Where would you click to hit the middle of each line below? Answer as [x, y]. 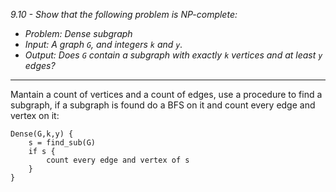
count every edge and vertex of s [118, 160]
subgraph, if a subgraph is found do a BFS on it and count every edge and [163, 105]
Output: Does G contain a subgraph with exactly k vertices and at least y [173, 55]
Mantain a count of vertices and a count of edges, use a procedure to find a [166, 94]
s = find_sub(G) [62, 143]
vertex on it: [35, 115]
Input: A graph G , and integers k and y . [103, 44]
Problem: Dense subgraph [78, 33]
